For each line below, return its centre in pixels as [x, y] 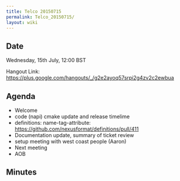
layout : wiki [22, 22]
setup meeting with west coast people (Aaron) [70, 141]
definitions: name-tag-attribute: [52, 123]
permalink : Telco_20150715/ [40, 17]
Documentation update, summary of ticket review [74, 135]
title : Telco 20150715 [34, 11]
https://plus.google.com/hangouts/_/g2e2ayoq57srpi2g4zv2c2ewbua [90, 78]
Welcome [26, 110]
